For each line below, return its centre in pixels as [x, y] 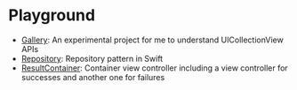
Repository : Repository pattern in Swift [92, 58]
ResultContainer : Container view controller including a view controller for [154, 68]
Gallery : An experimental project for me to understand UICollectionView [152, 40]
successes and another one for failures [93, 77]
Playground [52, 15]
